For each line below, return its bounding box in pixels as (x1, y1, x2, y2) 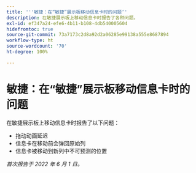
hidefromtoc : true (6, 26, 53, 32)
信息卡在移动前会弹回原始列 (15, 139, 86, 147)
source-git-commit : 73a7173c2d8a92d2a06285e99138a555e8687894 (6, 32, 169, 38)
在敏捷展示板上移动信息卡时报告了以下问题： (6, 119, 120, 126)
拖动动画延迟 (15, 132, 48, 139)
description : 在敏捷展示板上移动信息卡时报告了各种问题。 (6, 15, 138, 21)
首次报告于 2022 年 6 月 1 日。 (6, 160, 83, 167)
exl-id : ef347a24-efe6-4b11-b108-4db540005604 (6, 20, 128, 26)
